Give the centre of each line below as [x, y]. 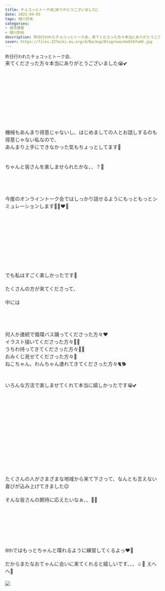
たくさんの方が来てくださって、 [42, 289]
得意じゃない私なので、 [32, 139]
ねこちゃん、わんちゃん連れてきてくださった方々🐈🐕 [66, 364]
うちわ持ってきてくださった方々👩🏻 [45, 349]
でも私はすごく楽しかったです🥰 [41, 275]
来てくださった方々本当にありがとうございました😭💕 [66, 63]
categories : [17, 23]
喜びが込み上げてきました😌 [37, 486]
